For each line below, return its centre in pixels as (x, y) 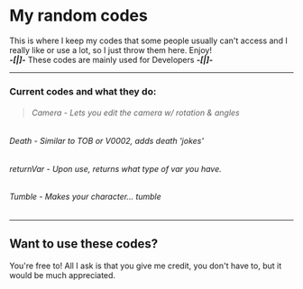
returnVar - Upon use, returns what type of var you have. (116, 168)
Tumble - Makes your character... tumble (86, 197)
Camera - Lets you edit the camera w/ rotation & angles (136, 113)
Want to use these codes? (84, 244)
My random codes (79, 16)
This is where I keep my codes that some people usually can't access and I (149, 41)
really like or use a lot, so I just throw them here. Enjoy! (110, 50)
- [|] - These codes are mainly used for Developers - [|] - (111, 59)
